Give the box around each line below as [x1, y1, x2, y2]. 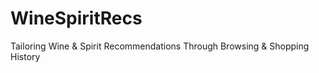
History [10, 50, 41, 62]
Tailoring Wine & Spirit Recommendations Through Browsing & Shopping [10, 40, 310, 52]
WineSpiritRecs [10, 7, 143, 30]
